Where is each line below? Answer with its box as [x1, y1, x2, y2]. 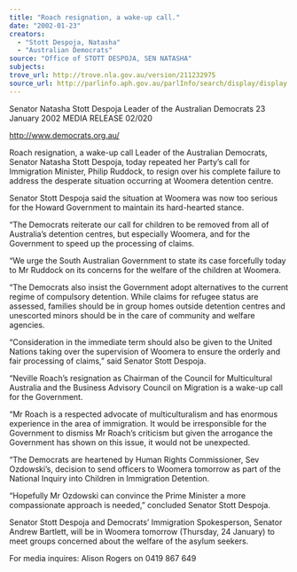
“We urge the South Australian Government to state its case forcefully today [9, 255, 286, 266]
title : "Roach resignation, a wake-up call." [9, 12, 180, 22]
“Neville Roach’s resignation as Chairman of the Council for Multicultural [9, 372, 273, 383]
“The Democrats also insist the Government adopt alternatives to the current [9, 281, 289, 293]
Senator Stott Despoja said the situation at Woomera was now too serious [9, 192, 278, 203]
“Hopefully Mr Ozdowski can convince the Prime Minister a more [9, 490, 246, 501]
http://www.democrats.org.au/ [9, 129, 120, 140]
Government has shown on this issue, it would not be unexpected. [9, 436, 251, 448]
